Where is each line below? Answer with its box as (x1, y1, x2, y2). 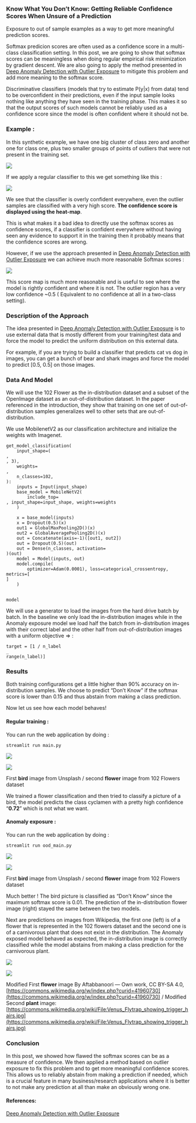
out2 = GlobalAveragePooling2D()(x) (16, 530, 106, 536)
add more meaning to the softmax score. (6, 74, 104, 81)
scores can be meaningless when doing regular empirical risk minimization (6, 55, 186, 63)
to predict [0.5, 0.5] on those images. (6, 361, 95, 368)
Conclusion (6, 1039, 40, 1047)
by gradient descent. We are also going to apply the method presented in (6, 62, 183, 69)
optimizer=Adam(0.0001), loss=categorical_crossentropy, (27, 566, 169, 572)
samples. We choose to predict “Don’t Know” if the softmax (35, 687, 178, 694)
